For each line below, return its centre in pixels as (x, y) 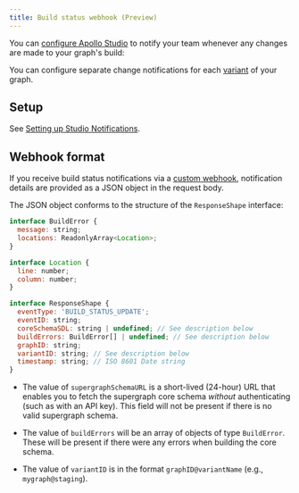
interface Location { (50, 263)
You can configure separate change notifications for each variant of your (143, 70)
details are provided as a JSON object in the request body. (117, 188)
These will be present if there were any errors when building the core (149, 442)
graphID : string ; (50, 345)
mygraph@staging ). (55, 479)
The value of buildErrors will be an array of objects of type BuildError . (154, 433)
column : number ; (47, 279)
